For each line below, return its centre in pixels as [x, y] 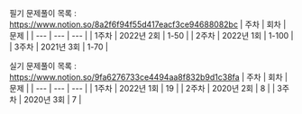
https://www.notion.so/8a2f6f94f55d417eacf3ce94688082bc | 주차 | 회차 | [148, 24]
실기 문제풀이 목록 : [43, 66]
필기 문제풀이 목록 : [43, 13]
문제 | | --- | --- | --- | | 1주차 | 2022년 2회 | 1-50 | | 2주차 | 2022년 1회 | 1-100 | [151, 35]
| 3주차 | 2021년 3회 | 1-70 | [59, 47]
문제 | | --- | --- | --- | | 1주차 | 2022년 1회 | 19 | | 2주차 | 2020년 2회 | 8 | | [142, 88]
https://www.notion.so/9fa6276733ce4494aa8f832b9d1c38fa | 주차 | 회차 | [149, 77]
